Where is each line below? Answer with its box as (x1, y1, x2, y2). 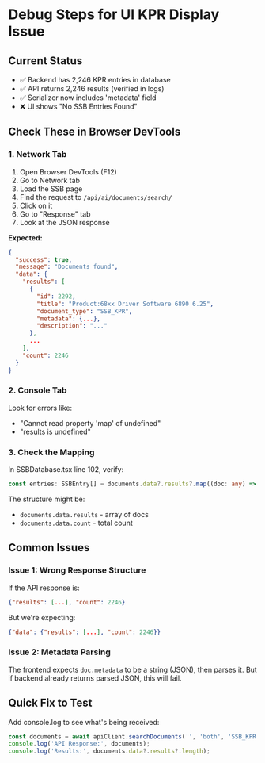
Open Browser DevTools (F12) (19, 167, 117, 176)
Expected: (8, 232, 43, 243)
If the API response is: (8, 583, 81, 592)
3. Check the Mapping (8, 447, 95, 458)
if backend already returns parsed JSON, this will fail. (8, 673, 182, 683)
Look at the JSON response (19, 217, 111, 227)
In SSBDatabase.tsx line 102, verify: (8, 465, 124, 474)
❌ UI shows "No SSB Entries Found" (19, 102, 138, 111)
